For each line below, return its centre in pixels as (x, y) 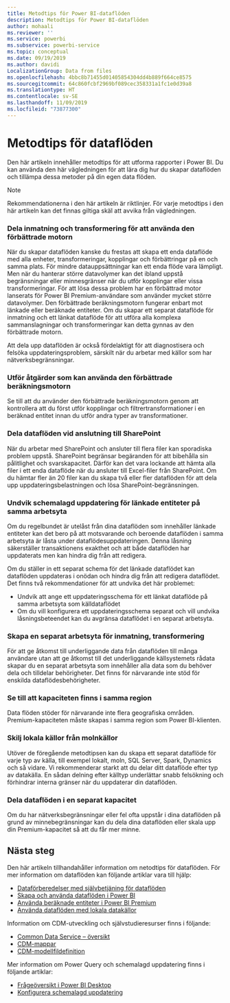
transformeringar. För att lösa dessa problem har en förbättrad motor (104, 288)
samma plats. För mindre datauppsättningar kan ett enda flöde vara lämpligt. (115, 266)
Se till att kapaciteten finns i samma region (80, 698)
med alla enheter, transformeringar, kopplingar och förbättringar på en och (113, 259)
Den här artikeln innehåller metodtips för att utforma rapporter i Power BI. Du (115, 162)
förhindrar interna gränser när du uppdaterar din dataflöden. (92, 782)
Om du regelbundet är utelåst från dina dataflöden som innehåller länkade (112, 526)
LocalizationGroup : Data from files (59, 71)
